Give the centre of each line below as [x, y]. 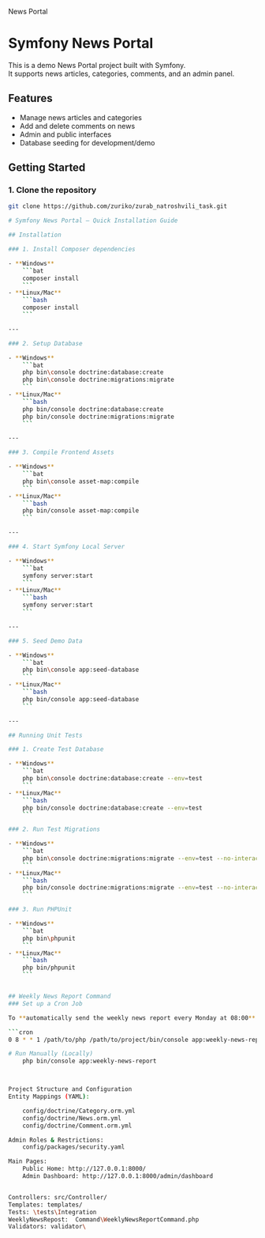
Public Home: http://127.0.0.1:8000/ [84, 1169]
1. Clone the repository [52, 191]
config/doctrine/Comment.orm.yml [77, 1126]
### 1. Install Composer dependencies [72, 249]
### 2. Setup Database [45, 343]
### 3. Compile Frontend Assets [61, 453]
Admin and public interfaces [65, 134]
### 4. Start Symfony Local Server [67, 547]
